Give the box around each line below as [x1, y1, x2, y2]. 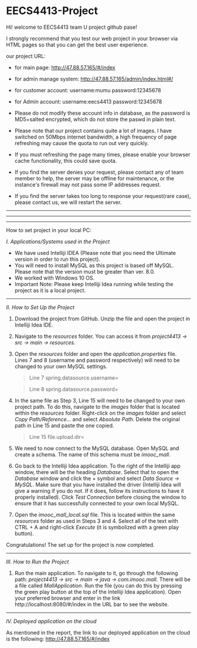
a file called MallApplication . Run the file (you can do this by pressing [14, 582, 182, 589]
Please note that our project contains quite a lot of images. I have [14, 127, 172, 134]
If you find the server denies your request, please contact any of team [14, 169, 184, 176]
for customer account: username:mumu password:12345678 [14, 86, 161, 93]
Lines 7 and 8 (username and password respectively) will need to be [14, 357, 180, 364]
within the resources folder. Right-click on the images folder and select [14, 409, 186, 417]
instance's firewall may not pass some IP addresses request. [14, 181, 161, 188]
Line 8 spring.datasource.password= [29, 385, 118, 392]
